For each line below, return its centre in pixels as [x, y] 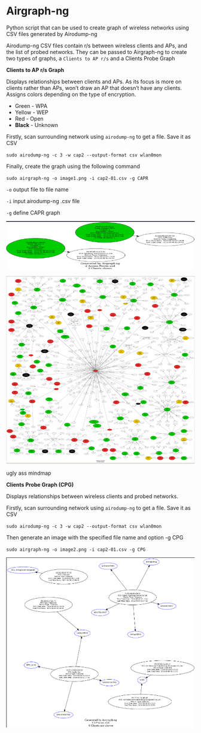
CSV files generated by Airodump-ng [52, 34]
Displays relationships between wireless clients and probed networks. [92, 496]
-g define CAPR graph [33, 212]
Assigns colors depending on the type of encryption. [71, 94]
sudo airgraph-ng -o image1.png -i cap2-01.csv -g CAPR [77, 178]
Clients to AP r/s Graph [35, 70]
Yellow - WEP [32, 112]
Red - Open [29, 119]
